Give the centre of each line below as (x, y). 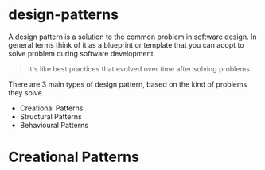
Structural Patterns (51, 116)
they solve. (26, 92)
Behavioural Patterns (54, 125)
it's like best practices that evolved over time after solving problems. (140, 68)
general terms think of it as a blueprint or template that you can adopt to (126, 44)
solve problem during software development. (82, 53)
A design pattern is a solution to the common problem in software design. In (132, 37)
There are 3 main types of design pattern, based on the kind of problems (128, 84)
